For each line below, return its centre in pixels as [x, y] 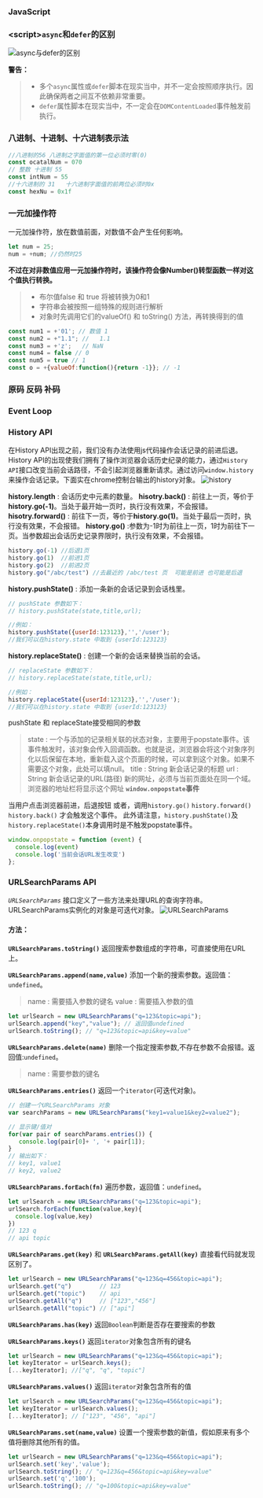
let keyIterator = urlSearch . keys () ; [70, 1363]
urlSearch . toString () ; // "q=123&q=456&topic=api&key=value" [110, 1471]
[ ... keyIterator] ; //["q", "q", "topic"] [77, 1371]
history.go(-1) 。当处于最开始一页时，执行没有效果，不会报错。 [110, 507]
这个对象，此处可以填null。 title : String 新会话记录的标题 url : [140, 769]
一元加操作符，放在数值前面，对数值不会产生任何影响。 [97, 232]
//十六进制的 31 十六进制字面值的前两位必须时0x [81, 184]
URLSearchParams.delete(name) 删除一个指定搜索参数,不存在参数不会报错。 [128, 1047]
